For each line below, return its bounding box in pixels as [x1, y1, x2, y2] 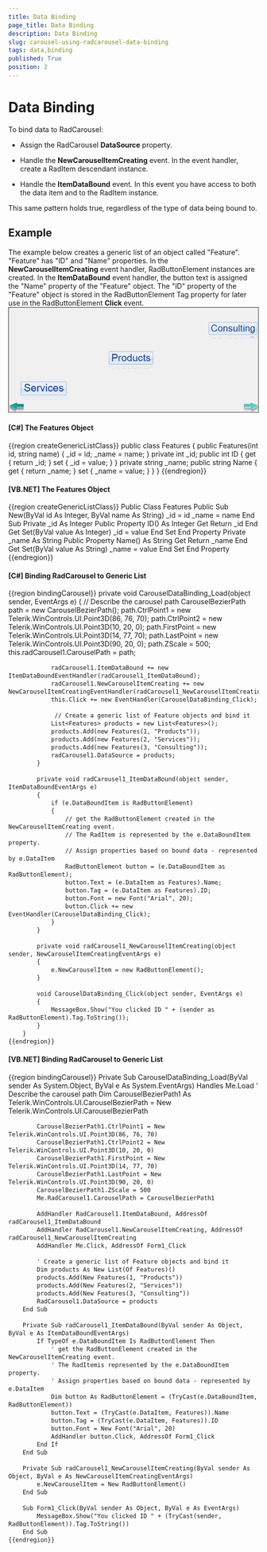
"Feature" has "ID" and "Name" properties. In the [8, 255, 168, 266]
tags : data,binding [8, 46, 73, 55]
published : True [8, 55, 62, 63]
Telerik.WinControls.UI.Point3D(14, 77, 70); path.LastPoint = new [8, 630, 219, 640]
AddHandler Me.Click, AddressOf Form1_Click [37, 1241, 187, 1250]
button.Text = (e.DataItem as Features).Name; [64, 879, 222, 887]
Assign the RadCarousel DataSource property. [19, 140, 172, 149]
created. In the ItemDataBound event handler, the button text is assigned [8, 273, 248, 282]
